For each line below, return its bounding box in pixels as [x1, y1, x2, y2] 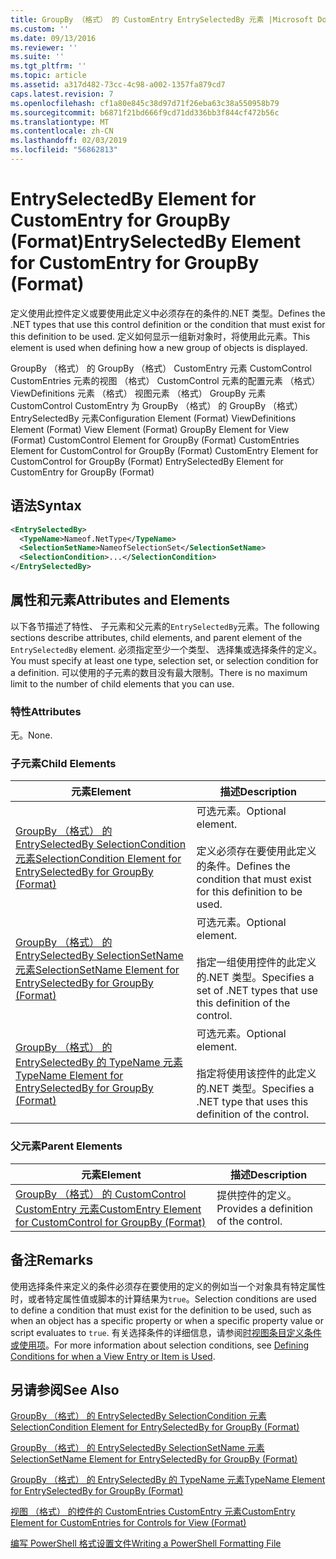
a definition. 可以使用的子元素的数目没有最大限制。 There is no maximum [10, 666, 308, 678]
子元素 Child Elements [10, 757, 117, 771]
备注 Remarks [10, 1252, 94, 1269]
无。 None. [10, 729, 53, 741]
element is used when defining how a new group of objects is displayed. [10, 341, 308, 353]
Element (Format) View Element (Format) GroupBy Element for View [10, 423, 290, 435]
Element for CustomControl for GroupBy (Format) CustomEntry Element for [10, 444, 319, 456]
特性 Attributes [10, 704, 82, 718]
